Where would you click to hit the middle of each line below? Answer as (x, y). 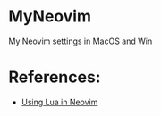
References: (55, 77)
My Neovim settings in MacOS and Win (80, 41)
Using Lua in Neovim (59, 102)
